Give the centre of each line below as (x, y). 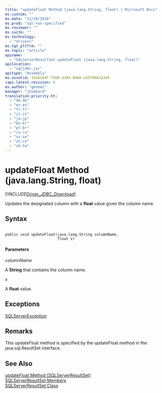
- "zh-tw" (19, 146)
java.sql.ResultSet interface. (33, 348)
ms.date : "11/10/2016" (28, 19)
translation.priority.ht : (31, 96)
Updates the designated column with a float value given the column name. (80, 203)
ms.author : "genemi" (26, 87)
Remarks (19, 331)
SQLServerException (26, 316)
